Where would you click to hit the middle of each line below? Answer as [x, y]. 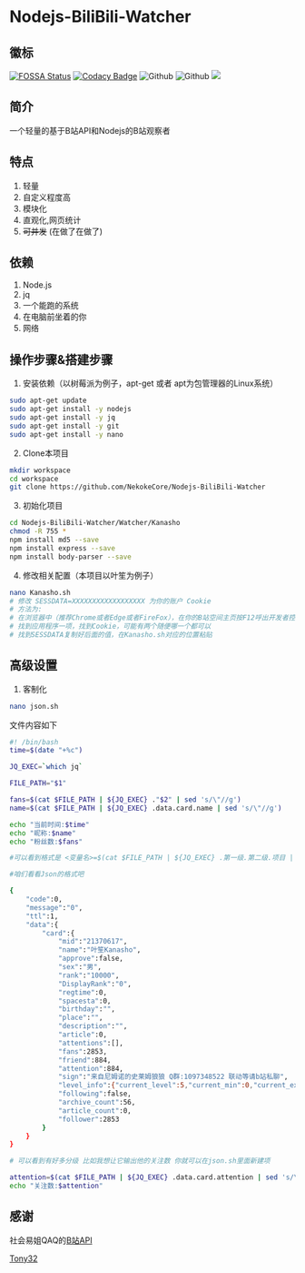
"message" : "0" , [54, 907]
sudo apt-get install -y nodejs [70, 409]
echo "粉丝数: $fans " [46, 842]
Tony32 [24, 1258]
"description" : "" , [93, 1026]
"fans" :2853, [82, 1051]
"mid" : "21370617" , [93, 942]
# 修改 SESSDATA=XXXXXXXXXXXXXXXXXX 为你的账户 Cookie [110, 601]
